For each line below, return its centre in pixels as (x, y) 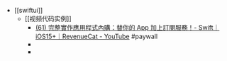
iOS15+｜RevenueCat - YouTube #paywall (96, 36)
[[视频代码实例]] (48, 18)
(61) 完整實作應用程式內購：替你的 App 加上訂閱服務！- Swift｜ (127, 27)
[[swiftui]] (28, 10)
